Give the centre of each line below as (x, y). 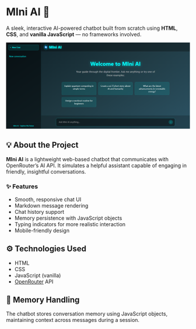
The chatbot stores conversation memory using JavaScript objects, (87, 314)
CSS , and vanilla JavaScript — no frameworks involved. (74, 34)
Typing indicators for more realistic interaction (70, 224)
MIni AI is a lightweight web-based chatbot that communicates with (87, 159)
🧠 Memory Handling (43, 300)
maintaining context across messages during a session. (73, 320)
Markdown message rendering (51, 205)
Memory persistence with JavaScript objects (68, 218)
